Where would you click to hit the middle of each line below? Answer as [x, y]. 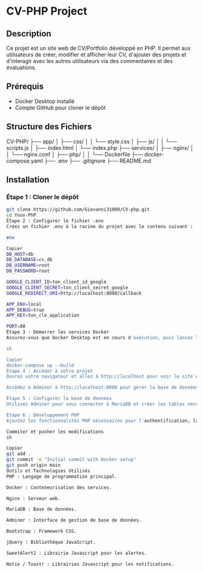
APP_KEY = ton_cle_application [43, 316]
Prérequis [25, 86]
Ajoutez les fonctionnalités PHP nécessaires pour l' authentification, [98, 421]
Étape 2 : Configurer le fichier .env [55, 221]
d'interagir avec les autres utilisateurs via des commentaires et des [90, 61]
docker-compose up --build [40, 365]
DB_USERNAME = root [28, 265]
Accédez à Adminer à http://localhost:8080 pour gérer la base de [92, 388]
